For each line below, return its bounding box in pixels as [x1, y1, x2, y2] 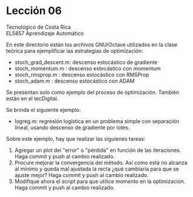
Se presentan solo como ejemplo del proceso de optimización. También [6, 89, 180, 96]
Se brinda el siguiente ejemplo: [6, 106, 81, 113]
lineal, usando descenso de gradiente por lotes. [14, 124, 130, 131]
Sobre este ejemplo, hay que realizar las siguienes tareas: [6, 135, 145, 142]
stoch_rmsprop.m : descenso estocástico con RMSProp [14, 71, 150, 78]
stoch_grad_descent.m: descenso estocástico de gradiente [14, 59, 158, 66]
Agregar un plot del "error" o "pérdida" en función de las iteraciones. [14, 147, 182, 154]
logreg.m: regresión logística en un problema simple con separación [14, 117, 180, 124]
